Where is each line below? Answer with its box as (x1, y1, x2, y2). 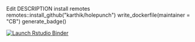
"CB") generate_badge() (6, 18, 67, 25)
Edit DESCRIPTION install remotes (6, 5, 90, 12)
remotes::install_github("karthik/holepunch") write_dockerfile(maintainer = (6, 11, 191, 19)
